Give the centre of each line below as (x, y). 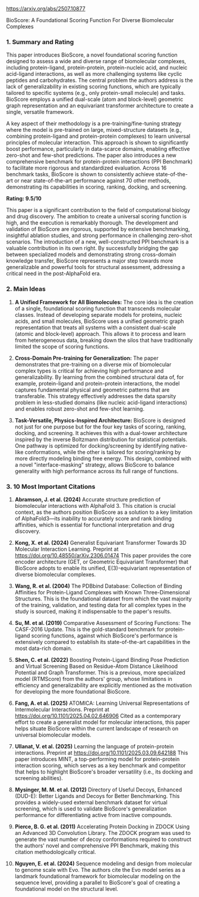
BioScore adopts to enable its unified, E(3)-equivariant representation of (103, 568)
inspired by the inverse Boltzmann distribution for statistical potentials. (101, 439)
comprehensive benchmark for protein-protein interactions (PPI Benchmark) (99, 162)
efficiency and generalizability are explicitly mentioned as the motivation (103, 685)
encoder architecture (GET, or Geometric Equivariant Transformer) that (102, 562)
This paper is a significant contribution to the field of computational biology (98, 210)
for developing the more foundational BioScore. (73, 691)
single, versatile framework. (40, 112)
